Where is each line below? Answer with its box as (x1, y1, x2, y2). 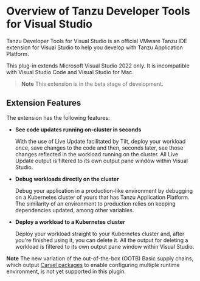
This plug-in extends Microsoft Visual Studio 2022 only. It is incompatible (6, 62, 190, 69)
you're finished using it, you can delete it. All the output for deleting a (15, 236, 188, 244)
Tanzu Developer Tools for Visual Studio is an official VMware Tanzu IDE (6, 37, 187, 44)
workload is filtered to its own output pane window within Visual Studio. (15, 243, 195, 250)
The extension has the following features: (6, 114, 111, 121)
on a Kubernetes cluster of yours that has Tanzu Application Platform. (15, 193, 190, 201)
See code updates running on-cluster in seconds (15, 126, 142, 133)
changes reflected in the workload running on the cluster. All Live (15, 150, 179, 158)
